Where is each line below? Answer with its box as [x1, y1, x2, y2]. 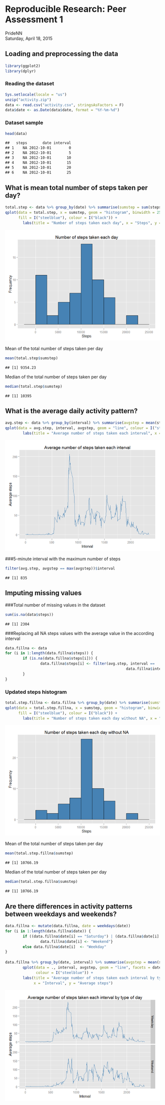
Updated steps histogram [5, 688, 67, 695]
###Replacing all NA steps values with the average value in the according [5, 630, 154, 636]
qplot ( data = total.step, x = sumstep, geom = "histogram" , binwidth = [5, 210, 155, 215]
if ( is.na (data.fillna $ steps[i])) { [23, 656, 98, 661]
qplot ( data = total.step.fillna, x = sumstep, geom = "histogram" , [5, 705, 146, 710]
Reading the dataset [5, 80, 55, 87]
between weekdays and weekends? [5, 910, 117, 918]
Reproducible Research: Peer [5, 3, 127, 15]
